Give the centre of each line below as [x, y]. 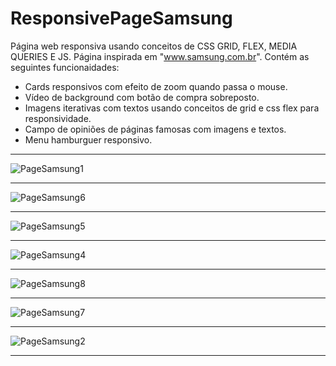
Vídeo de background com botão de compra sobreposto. [142, 97]
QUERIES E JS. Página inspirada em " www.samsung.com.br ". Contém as [160, 56]
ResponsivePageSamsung [121, 18]
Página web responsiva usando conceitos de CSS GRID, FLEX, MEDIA [154, 46]
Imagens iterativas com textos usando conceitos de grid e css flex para [172, 108]
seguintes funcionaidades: [65, 67]
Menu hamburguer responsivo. [88, 139]
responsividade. [58, 118]
